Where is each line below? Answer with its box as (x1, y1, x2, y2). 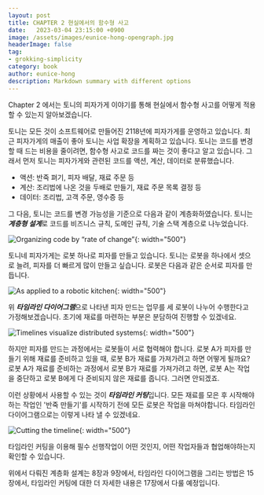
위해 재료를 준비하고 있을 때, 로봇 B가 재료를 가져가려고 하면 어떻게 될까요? (22, 354, 251, 363)
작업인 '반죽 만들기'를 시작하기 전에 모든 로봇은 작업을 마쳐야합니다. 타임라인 (22, 400, 255, 409)
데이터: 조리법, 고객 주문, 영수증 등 (19, 192, 124, 201)
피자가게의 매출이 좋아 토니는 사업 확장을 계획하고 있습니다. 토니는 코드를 (16, 136, 239, 145)
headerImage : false (8, 41, 72, 49)
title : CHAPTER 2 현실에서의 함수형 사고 (8, 19, 130, 27)
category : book (8, 63, 58, 71)
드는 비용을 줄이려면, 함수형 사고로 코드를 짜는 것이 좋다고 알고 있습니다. (24, 146, 245, 156)
